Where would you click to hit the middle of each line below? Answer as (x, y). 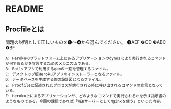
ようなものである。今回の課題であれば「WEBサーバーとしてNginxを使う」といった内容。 (85, 101)
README (25, 9)
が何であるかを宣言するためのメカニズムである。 (49, 64)
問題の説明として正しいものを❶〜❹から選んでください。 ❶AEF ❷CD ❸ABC (86, 42)
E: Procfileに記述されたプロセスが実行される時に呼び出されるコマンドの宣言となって (84, 85)
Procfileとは (25, 29)
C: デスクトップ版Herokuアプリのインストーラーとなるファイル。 (65, 74)
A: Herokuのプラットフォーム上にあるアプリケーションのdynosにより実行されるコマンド (86, 58)
